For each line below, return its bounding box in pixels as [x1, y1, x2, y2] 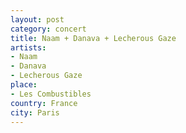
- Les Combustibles [10, 89, 92, 99]
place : [10, 80, 38, 90]
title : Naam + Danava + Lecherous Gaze [10, 33, 177, 43]
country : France [10, 98, 78, 108]
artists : [10, 42, 47, 53]
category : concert [10, 24, 87, 34]
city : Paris [10, 107, 60, 118]
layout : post [10, 14, 65, 25]
